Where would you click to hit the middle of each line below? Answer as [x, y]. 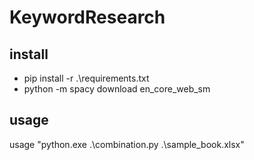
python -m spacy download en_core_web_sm [117, 89]
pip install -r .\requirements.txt [86, 78]
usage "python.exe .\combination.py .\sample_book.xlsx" [127, 144]
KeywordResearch [87, 17]
